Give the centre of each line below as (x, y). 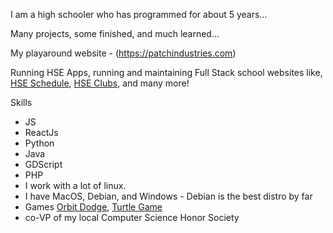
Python (39, 143)
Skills (21, 102)
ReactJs (41, 132)
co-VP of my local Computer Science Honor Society (132, 217)
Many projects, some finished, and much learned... (115, 33)
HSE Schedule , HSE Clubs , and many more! (100, 83)
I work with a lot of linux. (75, 185)
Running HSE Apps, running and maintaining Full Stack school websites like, (166, 72)
